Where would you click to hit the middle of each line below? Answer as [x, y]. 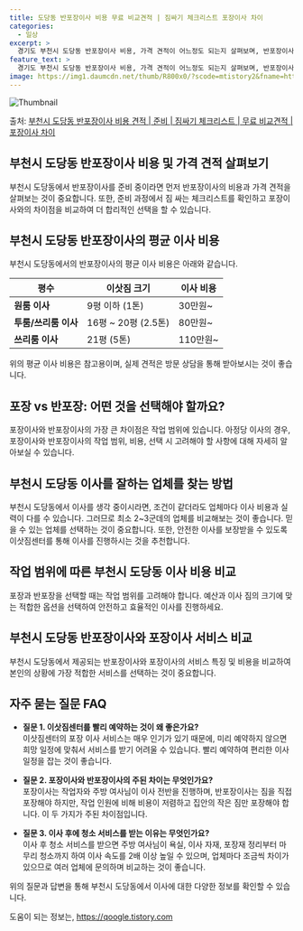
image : [22, 77]
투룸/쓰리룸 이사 [46, 323]
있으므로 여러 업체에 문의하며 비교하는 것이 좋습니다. [114, 867]
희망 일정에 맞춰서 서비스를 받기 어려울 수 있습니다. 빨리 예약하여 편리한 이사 [156, 749]
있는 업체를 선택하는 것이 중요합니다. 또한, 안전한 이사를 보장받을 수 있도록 [158, 530]
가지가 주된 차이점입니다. [104, 815]
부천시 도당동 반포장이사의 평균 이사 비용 [115, 240]
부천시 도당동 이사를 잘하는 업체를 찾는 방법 [121, 484]
